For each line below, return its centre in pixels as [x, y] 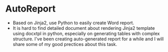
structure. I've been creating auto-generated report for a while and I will [88, 39]
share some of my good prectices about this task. [65, 44]
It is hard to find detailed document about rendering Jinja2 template [84, 28]
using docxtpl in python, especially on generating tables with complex [86, 33]
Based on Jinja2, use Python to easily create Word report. [73, 23]
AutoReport [31, 9]
